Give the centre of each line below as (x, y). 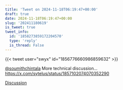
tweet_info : (17, 32)
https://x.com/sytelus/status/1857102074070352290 (57, 73)
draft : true (17, 14)
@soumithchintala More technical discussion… (51, 68)
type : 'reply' (23, 41)
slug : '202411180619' (27, 23)
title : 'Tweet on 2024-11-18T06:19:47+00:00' (51, 9)
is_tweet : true (20, 27)
